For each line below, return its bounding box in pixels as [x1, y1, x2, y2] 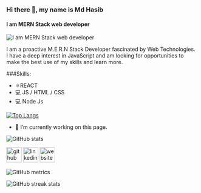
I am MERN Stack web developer [6, 21, 90, 28]
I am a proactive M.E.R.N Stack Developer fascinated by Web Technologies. [6, 45, 196, 53]
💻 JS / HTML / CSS [15, 89, 65, 96]
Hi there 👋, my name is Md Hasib [6, 5, 104, 14]
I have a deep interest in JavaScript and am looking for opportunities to [6, 52, 184, 59]
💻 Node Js [15, 98, 44, 105]
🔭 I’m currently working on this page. [15, 123, 107, 131]
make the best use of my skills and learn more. [6, 59, 123, 66]
